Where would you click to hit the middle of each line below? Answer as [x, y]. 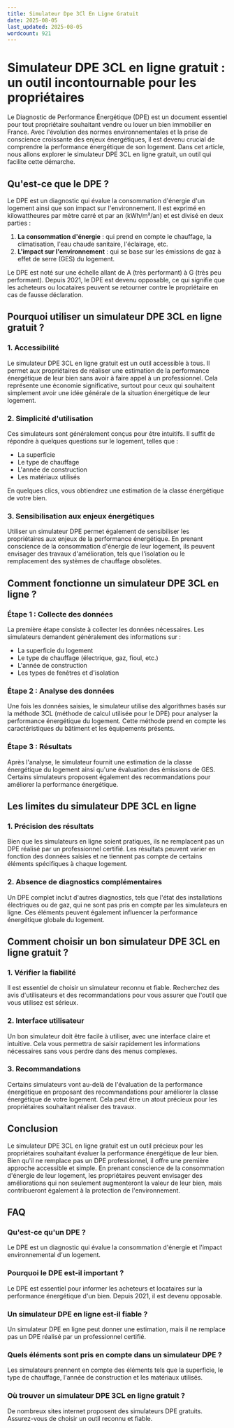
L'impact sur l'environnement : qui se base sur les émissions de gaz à [119, 252]
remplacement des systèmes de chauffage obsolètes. [85, 561]
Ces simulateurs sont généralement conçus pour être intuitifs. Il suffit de [111, 433]
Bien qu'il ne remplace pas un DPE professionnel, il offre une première [108, 1160]
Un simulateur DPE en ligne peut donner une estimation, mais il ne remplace [116, 1329]
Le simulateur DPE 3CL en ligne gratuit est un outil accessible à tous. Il [109, 363]
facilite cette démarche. [41, 162]
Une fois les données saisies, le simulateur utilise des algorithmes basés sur [117, 706]
